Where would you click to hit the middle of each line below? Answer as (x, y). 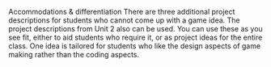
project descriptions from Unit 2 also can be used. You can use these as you (135, 29)
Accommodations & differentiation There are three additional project (122, 12)
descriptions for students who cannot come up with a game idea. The (124, 20)
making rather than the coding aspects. (74, 54)
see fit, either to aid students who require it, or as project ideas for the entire (135, 37)
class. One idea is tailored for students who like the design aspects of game (135, 46)
